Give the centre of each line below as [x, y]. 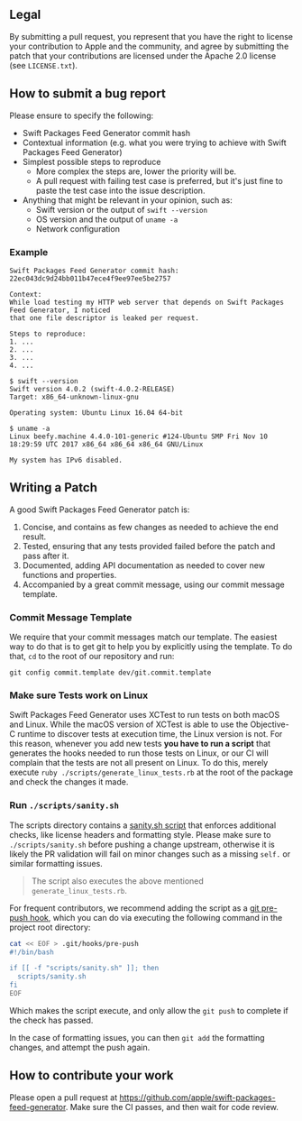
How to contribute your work [92, 1075]
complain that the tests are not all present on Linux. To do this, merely [139, 763]
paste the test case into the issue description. [120, 190]
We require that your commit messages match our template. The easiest [143, 637]
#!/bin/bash [32, 952]
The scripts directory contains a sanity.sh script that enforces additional [143, 825]
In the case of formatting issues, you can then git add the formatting [137, 1037]
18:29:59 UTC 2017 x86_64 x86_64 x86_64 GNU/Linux [106, 444]
